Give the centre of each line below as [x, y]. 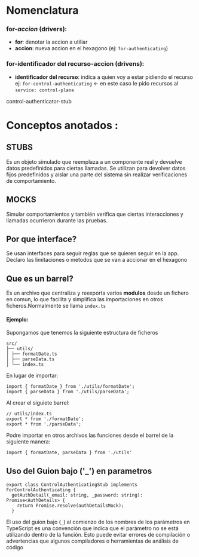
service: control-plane [45, 90]
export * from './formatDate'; [45, 419]
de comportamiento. [31, 180]
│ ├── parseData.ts [30, 359]
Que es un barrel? [40, 278]
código [15, 547]
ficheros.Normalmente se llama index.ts [56, 306]
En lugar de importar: [32, 376]
